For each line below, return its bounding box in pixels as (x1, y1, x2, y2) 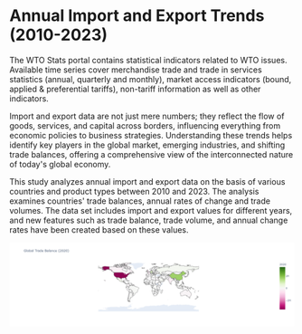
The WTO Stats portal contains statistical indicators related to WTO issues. (9, 54, 288, 65)
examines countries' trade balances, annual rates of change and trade (9, 196, 271, 206)
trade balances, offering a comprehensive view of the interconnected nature (9, 148, 294, 159)
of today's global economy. (9, 158, 111, 169)
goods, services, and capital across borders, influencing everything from (9, 119, 281, 131)
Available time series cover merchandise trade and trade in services (9, 64, 262, 75)
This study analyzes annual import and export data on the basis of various (9, 176, 286, 186)
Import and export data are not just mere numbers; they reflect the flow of (9, 110, 285, 121)
